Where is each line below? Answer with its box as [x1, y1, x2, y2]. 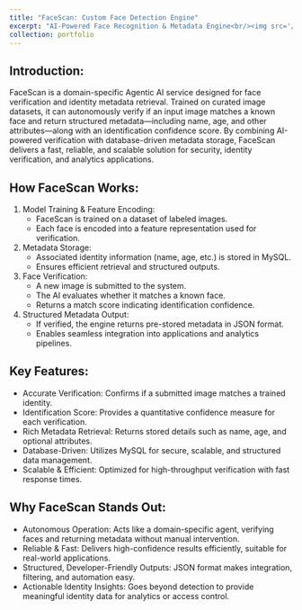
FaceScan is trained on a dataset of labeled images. [35, 213, 228, 224]
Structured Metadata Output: [22, 309, 129, 319]
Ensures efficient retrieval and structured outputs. [35, 262, 220, 272]
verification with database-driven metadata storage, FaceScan [43, 135, 276, 146]
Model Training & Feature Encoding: [22, 204, 155, 214]
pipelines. [35, 338, 72, 348]
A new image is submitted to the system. [35, 281, 187, 291]
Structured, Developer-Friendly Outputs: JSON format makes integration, [22, 561, 293, 572]
